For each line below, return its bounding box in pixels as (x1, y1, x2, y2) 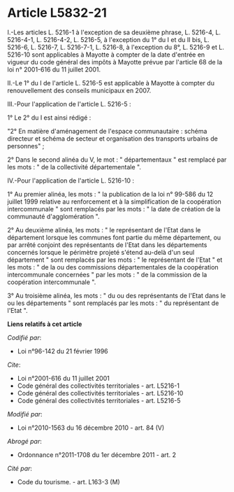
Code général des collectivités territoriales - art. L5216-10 (17, 388, 184, 397)
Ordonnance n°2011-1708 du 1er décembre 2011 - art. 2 (17, 450, 177, 459)
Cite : (7, 360, 21, 369)
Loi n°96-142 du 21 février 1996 (17, 346, 108, 355)
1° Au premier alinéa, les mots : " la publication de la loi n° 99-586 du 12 (7, 190, 214, 198)
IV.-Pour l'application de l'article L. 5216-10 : (7, 176, 135, 185)
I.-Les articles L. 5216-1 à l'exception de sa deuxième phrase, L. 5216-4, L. (7, 28, 221, 36)
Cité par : (7, 464, 33, 472)
